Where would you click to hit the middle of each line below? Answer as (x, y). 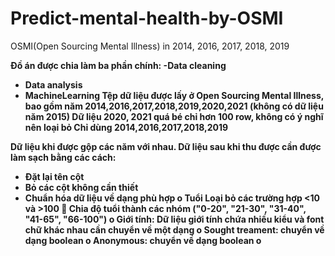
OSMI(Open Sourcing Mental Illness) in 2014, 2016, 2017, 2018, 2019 (150, 46)
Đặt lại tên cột (54, 176)
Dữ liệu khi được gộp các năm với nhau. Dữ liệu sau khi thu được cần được (166, 146)
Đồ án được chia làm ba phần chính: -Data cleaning (118, 65)
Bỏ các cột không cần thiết (81, 187)
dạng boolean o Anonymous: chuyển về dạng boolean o (143, 240)
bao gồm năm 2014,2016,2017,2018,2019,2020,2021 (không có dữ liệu (174, 106)
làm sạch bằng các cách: (63, 157)
